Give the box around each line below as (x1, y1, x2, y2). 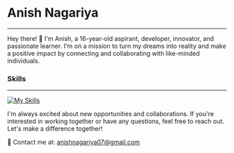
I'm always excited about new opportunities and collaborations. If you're (7, 110, 214, 118)
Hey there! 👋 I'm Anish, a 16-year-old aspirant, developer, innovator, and (7, 34, 214, 42)
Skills (7, 74, 26, 83)
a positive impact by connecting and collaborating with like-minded (7, 49, 201, 57)
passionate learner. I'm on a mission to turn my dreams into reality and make (7, 42, 226, 50)
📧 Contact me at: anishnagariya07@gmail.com (7, 138, 141, 147)
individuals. (7, 56, 40, 65)
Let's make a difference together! (7, 124, 103, 133)
